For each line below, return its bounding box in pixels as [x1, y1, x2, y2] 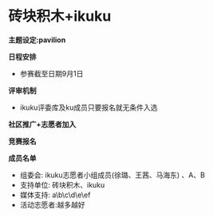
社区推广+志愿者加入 [8, 119, 77, 129]
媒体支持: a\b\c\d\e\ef [19, 190, 91, 200]
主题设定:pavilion [8, 35, 66, 45]
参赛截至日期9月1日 [19, 68, 84, 78]
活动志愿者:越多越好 [19, 200, 85, 209]
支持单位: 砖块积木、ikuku [19, 180, 105, 189]
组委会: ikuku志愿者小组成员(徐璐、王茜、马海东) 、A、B [19, 170, 206, 180]
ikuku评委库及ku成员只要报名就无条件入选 [19, 103, 158, 112]
